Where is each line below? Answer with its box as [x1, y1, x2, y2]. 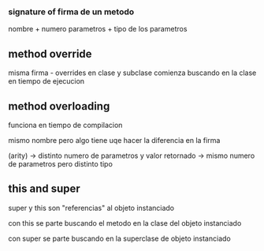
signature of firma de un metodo [8, 6, 135, 17]
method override [8, 47, 92, 61]
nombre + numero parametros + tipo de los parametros [8, 24, 188, 34]
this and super [8, 182, 80, 196]
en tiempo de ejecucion [8, 77, 85, 86]
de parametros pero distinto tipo [8, 159, 113, 168]
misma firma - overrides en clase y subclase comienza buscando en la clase [8, 68, 257, 77]
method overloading [8, 99, 110, 113]
